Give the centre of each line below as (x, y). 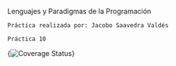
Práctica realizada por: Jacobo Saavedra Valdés (88, 26)
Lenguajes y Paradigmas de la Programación (79, 11)
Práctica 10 (27, 39)
